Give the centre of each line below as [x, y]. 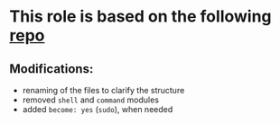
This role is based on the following [141, 17]
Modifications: [51, 69]
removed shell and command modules [91, 100]
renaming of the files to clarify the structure [103, 90]
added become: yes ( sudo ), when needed [98, 109]
